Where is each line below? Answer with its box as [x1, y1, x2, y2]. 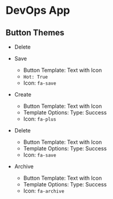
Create [14, 91, 31, 98]
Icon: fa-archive [23, 187, 64, 194]
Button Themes [5, 28, 64, 38]
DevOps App [5, 4, 70, 17]
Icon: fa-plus [23, 115, 56, 122]
